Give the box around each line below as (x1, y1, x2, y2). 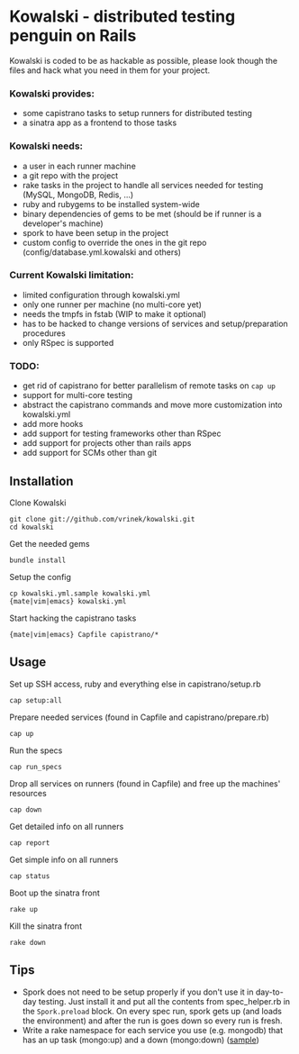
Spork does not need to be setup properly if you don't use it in (22, 986, 254, 997)
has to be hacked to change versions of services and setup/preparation (22, 318, 288, 329)
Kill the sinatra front (9, 921, 83, 931)
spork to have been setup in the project (22, 227, 169, 238)
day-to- (255, 986, 284, 997)
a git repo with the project (22, 169, 119, 181)
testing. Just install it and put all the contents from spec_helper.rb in (38, 995, 291, 1006)
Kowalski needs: (9, 140, 84, 152)
